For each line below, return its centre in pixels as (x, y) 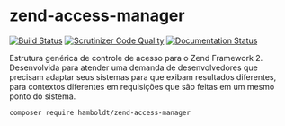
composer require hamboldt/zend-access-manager (100, 112)
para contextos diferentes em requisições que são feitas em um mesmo (142, 86)
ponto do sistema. (43, 96)
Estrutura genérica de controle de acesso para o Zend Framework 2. (136, 58)
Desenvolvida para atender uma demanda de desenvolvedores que (134, 67)
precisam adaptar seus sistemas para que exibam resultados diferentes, (143, 76)
